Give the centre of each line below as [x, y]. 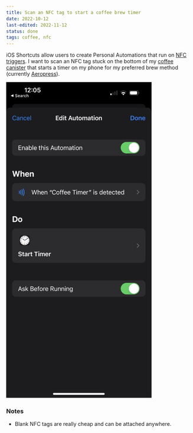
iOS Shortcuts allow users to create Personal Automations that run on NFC [97, 55]
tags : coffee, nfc [29, 38]
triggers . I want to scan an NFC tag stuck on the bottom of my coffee [90, 62]
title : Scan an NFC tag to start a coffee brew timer [74, 12]
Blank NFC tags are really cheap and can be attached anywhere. [93, 424]
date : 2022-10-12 [27, 19]
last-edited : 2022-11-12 [37, 25]
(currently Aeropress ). [33, 74]
